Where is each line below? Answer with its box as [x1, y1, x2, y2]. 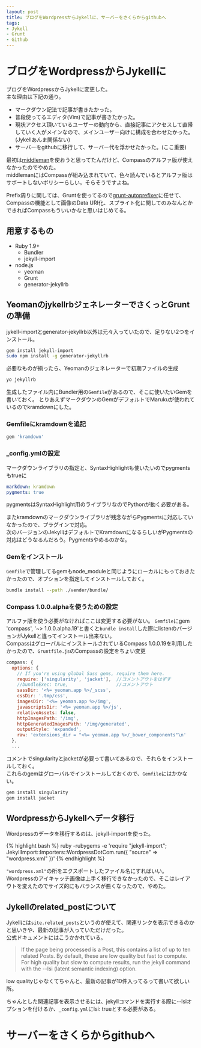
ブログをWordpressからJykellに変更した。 [6, 85, 111, 93]
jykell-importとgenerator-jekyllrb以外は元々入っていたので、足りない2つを [6, 328, 190, 335]
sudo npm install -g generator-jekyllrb [6, 353, 109, 359]
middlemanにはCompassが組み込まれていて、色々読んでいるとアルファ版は [6, 171, 193, 178]
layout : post [6, 8, 39, 15]
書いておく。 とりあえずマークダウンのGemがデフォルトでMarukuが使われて [6, 396, 195, 403]
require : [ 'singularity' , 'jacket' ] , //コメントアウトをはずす [17, 676, 171, 682]
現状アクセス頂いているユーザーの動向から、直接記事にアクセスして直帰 [14, 121, 193, 128]
